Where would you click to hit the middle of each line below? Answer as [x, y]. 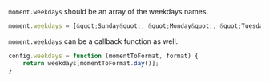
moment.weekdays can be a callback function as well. [93, 41]
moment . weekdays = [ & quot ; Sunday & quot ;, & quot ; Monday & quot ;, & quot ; [125, 26]
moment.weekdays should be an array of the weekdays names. [108, 12]
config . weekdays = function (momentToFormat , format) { [103, 56]
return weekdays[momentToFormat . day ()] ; [91, 63]
